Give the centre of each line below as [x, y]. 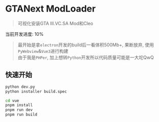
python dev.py [20, 87]
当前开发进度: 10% [25, 34]
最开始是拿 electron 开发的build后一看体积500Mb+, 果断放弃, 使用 [86, 45]
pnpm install [19, 105]
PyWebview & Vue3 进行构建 [43, 51]
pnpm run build [21, 115]
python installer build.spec [36, 91]
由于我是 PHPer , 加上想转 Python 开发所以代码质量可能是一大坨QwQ [86, 57]
